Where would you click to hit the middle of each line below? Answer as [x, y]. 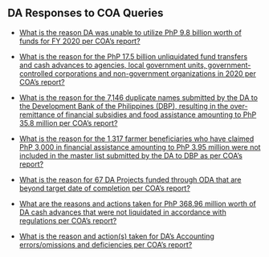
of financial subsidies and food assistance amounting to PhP [157, 114]
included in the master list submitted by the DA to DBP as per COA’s [130, 155]
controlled [36, 73]
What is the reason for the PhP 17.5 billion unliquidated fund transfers [133, 56]
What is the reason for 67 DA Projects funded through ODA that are [130, 179]
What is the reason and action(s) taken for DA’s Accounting [116, 236]
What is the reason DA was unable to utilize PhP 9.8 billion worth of [130, 32]
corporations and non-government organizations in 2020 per [155, 73]
